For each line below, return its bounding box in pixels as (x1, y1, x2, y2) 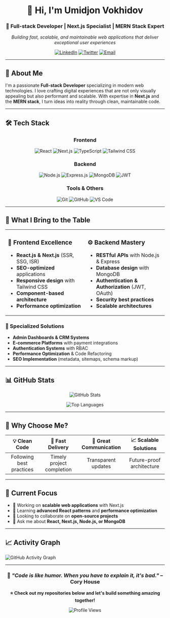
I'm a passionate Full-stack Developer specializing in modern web (5, 82, 144, 88)
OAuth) (96, 290, 113, 297)
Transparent (87, 457, 116, 464)
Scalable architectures (96, 302, 152, 310)
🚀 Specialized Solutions (5, 323, 64, 330)
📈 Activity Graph (5, 538, 61, 547)
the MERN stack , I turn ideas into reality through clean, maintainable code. (5, 98, 161, 105)
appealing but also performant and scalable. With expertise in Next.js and (5, 93, 159, 99)
